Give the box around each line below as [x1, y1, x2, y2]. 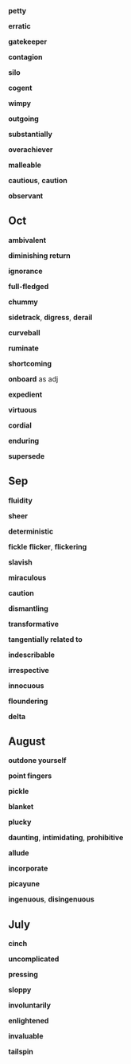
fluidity [8, 495, 33, 505]
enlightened [8, 1016, 49, 1026]
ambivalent [8, 235, 46, 244]
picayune [8, 879, 40, 889]
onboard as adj [8, 374, 59, 384]
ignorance [8, 266, 43, 276]
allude [8, 848, 29, 858]
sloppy [8, 985, 32, 995]
